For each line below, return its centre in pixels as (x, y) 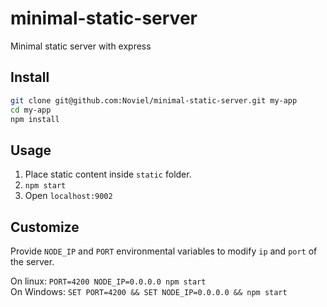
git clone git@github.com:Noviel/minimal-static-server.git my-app (154, 100)
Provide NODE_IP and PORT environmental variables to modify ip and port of (164, 251)
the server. (32, 261)
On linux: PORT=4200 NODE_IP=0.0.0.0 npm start (108, 281)
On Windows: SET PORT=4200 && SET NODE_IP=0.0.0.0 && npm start (149, 291)
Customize (45, 227)
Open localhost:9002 (68, 196)
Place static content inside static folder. (108, 174)
